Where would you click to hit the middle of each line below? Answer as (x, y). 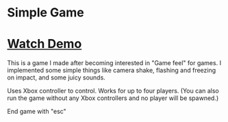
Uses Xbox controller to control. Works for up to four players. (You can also (113, 91)
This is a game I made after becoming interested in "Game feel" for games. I (114, 63)
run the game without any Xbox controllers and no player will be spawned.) (113, 98)
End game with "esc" (37, 112)
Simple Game (46, 13)
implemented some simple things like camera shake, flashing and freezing (112, 71)
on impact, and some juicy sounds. (56, 77)
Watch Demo (45, 44)
